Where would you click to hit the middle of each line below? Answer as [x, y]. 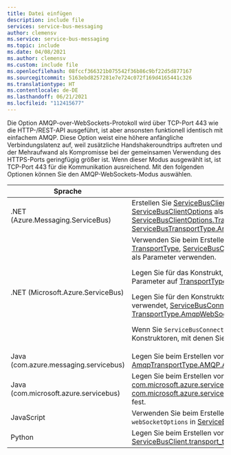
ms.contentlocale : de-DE [43, 90]
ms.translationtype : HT [41, 84]
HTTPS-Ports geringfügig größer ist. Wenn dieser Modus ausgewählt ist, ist [114, 159]
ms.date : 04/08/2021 [37, 52]
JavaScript [28, 417]
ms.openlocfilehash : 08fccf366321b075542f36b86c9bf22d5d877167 [100, 71]
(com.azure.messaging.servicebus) [68, 365]
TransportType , [156, 248]
